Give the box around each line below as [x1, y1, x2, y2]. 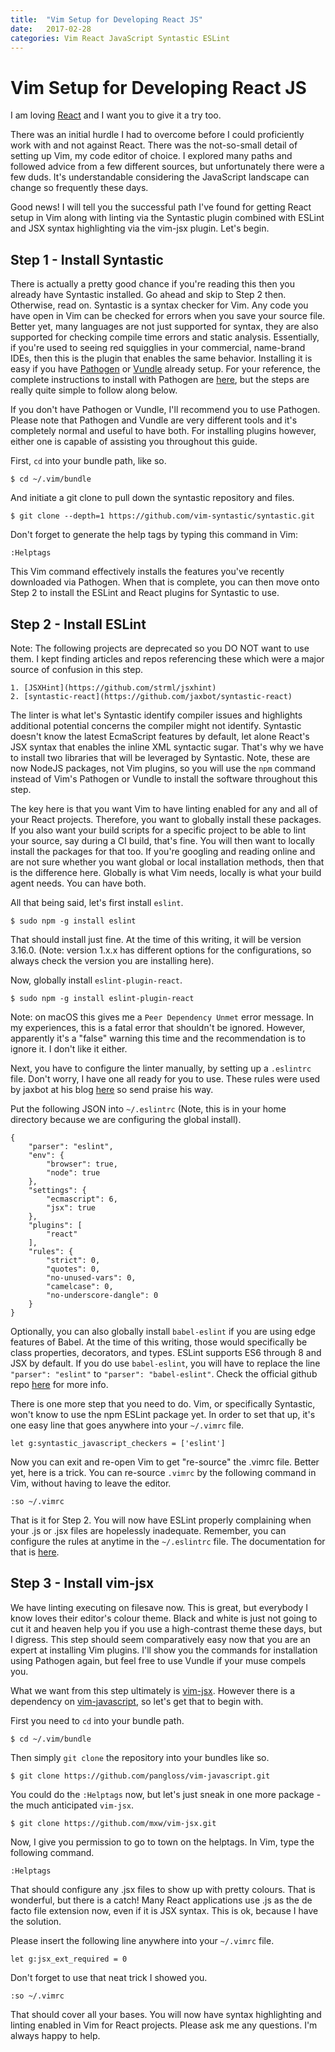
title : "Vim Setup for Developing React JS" [10, 14, 203, 25]
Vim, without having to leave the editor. [10, 1477, 172, 1489]
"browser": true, [46, 1159, 118, 1169]
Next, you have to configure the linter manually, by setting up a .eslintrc [10, 1062, 312, 1074]
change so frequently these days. [10, 182, 149, 194]
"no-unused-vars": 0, [46, 1272, 137, 1283]
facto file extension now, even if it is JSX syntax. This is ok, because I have [10, 1904, 319, 1916]
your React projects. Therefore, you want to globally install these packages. [10, 813, 322, 825]
